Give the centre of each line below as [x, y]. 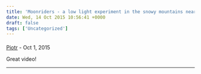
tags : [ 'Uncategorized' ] [37, 28]
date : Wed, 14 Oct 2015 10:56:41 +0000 [56, 17]
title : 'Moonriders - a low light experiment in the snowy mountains [95, 12]
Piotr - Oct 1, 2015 [28, 47]
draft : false [22, 23]
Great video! [22, 59]
